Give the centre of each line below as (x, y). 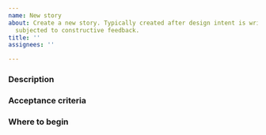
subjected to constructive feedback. (78, 30)
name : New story (35, 15)
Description (31, 80)
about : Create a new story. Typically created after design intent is (127, 23)
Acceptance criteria (47, 100)
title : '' (25, 37)
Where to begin (38, 122)
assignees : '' (32, 45)
